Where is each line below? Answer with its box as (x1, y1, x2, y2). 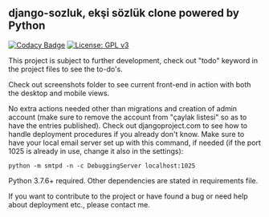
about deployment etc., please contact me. (8, 199, 150, 209)
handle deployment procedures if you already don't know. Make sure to (8, 129, 245, 139)
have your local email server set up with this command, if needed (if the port (8, 138, 261, 147)
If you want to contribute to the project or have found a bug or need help (8, 191, 248, 201)
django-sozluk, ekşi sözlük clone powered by (8, 6, 239, 20)
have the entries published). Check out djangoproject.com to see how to (8, 120, 247, 131)
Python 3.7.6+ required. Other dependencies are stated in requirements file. (8, 175, 259, 185)
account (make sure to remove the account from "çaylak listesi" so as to (8, 112, 247, 122)
